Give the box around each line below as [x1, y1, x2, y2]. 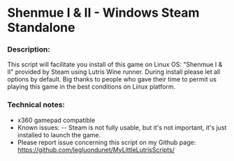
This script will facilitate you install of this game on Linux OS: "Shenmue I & [7, 61, 223, 69]
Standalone [7, 20, 75, 36]
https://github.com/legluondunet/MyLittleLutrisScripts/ [17, 145, 175, 154]
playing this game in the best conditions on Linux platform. [7, 82, 176, 91]
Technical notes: [7, 100, 65, 109]
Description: [7, 45, 50, 54]
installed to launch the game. [17, 130, 101, 139]
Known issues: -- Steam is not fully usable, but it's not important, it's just [17, 123, 227, 132]
